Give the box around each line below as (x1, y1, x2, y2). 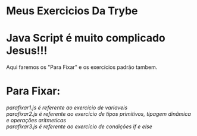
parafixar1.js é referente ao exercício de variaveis (6, 104, 128, 111)
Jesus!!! (6, 44, 48, 58)
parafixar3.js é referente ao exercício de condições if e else (6, 123, 153, 130)
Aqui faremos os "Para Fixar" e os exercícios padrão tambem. (6, 64, 158, 71)
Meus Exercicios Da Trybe (6, 4, 138, 18)
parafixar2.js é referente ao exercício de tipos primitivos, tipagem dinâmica (6, 110, 192, 118)
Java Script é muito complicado (6, 31, 165, 45)
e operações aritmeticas (6, 117, 67, 124)
